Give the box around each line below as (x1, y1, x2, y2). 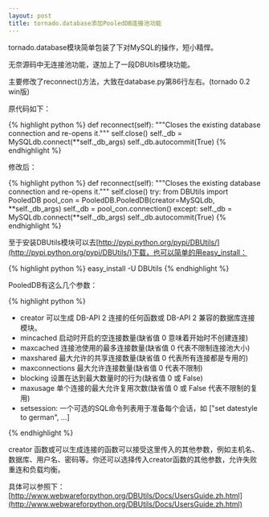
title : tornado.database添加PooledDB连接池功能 (8, 19, 162, 27)
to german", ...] (19, 412, 70, 422)
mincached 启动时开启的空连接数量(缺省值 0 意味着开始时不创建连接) (19, 333, 249, 343)
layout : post (8, 11, 52, 20)
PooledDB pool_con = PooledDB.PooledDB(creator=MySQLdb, (8, 195, 215, 205)
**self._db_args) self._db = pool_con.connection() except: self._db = (8, 203, 233, 213)
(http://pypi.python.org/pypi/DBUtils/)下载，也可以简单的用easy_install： (8, 247, 247, 257)
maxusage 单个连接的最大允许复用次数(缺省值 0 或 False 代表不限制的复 (19, 383, 259, 392)
